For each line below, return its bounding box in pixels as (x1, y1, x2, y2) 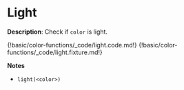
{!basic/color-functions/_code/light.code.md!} (7, 41, 138, 49)
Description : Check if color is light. (7, 27, 108, 36)
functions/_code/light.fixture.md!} (7, 48, 103, 56)
